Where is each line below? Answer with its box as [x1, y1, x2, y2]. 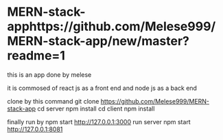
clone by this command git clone [7, 97, 99, 105]
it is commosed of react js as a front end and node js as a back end [7, 84, 198, 92]
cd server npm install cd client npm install [37, 104, 155, 113]
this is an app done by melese [7, 70, 92, 79]
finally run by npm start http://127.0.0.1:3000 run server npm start [7, 117, 191, 126]
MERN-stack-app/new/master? [7, 34, 190, 49]
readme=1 [7, 48, 65, 64]
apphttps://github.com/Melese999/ [7, 19, 216, 34]
